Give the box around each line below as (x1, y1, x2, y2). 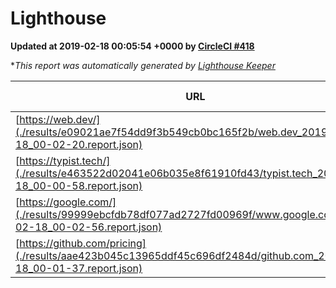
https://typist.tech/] (19, 153, 111, 167)
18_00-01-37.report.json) (15, 261, 143, 275)
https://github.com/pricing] (19, 236, 147, 250)
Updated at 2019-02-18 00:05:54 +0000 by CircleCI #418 (10, 40, 255, 52)
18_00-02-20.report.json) (15, 137, 143, 151)
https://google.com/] (19, 195, 117, 209)
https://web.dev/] (19, 112, 101, 126)
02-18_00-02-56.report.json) (15, 220, 163, 234)
